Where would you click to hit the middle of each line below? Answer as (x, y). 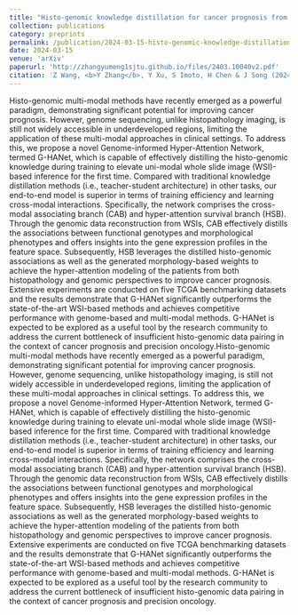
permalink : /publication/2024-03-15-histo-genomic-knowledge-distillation (150, 42)
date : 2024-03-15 (41, 51)
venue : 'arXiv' (37, 59)
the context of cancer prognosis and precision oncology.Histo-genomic (140, 346)
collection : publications (57, 26)
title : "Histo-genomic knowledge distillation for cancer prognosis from (149, 17)
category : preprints (47, 34)
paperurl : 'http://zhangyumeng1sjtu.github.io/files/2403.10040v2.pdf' (144, 68)
